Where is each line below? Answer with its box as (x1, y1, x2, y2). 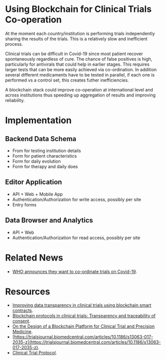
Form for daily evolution (12, 158, 61, 164)
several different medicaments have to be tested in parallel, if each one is (5, 72, 155, 78)
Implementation (5, 115, 72, 126)
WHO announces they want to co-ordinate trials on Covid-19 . (12, 269, 137, 274)
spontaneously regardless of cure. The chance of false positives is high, (5, 56, 153, 62)
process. (5, 41, 23, 47)
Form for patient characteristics (12, 153, 77, 159)
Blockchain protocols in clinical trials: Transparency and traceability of (12, 313, 156, 319)
